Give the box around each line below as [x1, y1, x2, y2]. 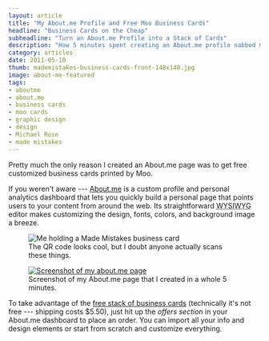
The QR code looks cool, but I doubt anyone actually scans [28, 241, 223, 252]
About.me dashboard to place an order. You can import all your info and [8, 315, 245, 324]
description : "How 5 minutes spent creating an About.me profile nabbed [8, 42, 256, 50]
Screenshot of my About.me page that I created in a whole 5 [28, 274, 227, 284]
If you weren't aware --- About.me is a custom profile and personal [8, 184, 230, 193]
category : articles [8, 49, 74, 57]
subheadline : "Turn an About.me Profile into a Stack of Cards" [8, 34, 227, 42]
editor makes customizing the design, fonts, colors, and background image [8, 209, 255, 219]
